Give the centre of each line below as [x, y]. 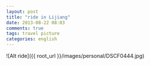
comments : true [25, 28]
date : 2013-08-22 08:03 [36, 22]
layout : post [22, 12]
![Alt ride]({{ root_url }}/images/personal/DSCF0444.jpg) [75, 56]
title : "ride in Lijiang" [38, 17]
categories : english [32, 39]
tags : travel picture [33, 34]
